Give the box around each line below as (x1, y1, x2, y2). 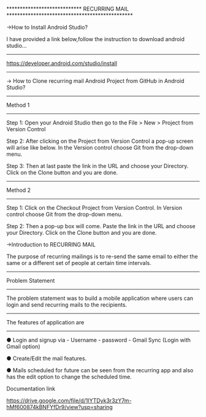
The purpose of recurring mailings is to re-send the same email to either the (6, 253, 198, 260)
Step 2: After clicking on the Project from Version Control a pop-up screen (6, 137, 194, 145)
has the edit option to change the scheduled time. (6, 373, 132, 380)
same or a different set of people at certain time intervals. (6, 259, 152, 266)
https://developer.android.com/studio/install (6, 59, 118, 67)
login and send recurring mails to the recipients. (6, 301, 128, 308)
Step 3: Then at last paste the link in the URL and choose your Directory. (6, 163, 189, 169)
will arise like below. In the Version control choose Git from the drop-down (6, 144, 194, 151)
